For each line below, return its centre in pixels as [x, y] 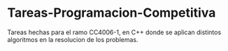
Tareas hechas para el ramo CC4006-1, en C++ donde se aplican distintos [114, 32]
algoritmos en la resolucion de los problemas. [73, 39]
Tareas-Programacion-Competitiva [112, 13]
